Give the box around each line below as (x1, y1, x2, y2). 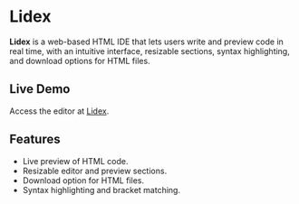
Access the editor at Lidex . (9, 106, 110, 116)
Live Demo (9, 81, 71, 97)
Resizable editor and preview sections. (22, 165, 168, 176)
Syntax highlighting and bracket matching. (22, 184, 181, 195)
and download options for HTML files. (9, 55, 151, 66)
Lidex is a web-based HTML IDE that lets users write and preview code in (9, 36, 284, 47)
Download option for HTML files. (22, 174, 145, 186)
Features (9, 132, 61, 147)
